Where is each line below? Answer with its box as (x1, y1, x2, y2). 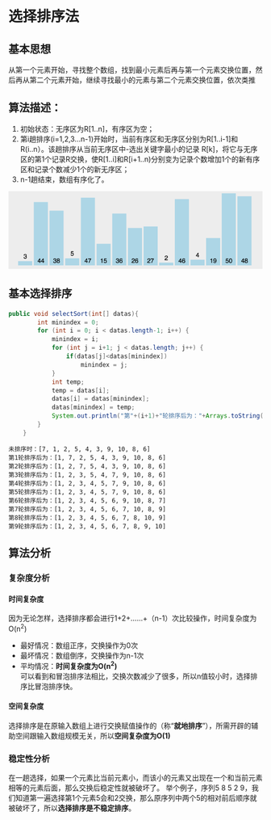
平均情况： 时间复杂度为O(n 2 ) (19, 660, 118, 671)
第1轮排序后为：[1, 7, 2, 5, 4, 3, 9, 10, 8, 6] (8, 453, 167, 461)
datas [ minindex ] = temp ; (51, 403, 135, 412)
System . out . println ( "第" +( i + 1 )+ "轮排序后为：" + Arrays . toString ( (51, 412, 264, 420)
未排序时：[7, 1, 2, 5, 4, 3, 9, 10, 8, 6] (8, 445, 151, 453)
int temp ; (51, 377, 85, 386)
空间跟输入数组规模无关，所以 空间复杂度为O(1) (15, 730, 171, 740)
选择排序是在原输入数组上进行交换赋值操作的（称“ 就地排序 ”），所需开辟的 (8, 721, 252, 730)
